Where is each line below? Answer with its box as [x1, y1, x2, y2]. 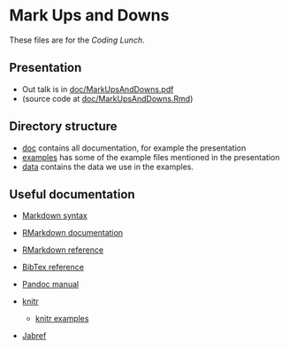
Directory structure [9, 119, 118, 134]
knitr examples [34, 314, 89, 324]
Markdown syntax [21, 210, 88, 221]
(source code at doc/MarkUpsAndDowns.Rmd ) [21, 93, 194, 104]
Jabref [21, 330, 47, 341]
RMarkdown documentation [21, 228, 124, 238]
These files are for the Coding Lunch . [9, 35, 145, 45]
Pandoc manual [21, 279, 80, 290]
